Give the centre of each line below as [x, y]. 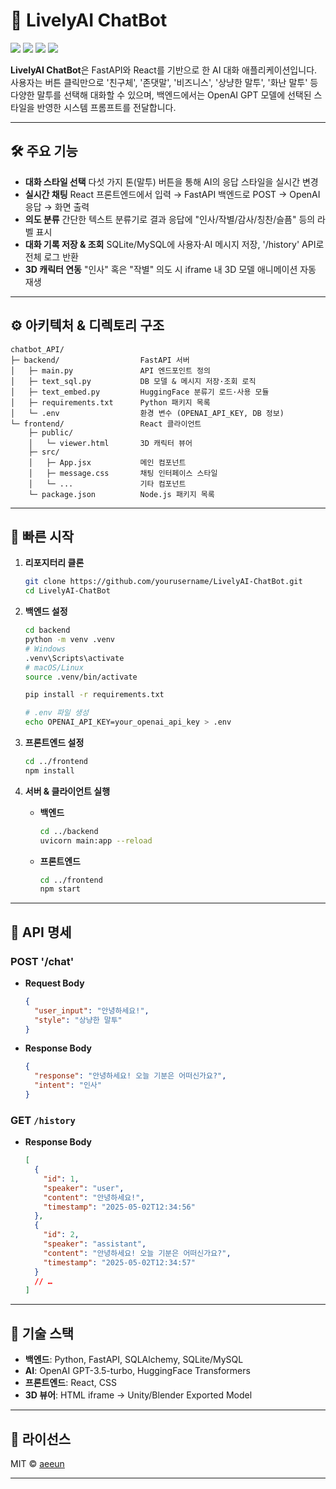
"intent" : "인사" [68, 1085]
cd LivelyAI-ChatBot [67, 591]
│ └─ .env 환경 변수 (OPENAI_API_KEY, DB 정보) [147, 413]
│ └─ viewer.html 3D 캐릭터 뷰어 [110, 443]
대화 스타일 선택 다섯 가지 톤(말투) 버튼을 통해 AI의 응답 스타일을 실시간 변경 [171, 181]
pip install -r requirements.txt [94, 695]
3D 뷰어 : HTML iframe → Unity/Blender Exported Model [138, 1395]
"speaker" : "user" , [84, 1188]
